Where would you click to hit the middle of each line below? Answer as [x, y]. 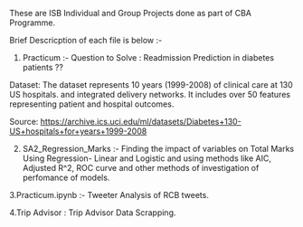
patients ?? [43, 67]
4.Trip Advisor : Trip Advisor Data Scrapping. [93, 213]
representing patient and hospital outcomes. [92, 104]
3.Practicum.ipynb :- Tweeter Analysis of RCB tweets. [109, 195]
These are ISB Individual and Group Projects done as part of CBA [130, 13]
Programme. [33, 23]
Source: [24, 122]
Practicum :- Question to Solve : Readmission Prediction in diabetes [148, 57]
